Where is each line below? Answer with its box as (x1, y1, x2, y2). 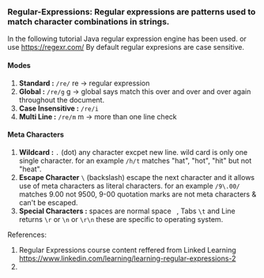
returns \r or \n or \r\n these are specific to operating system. (18, 214, 224, 224)
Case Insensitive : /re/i (18, 103, 100, 113)
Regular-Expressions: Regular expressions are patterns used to (7, 6, 256, 17)
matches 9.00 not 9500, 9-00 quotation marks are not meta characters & (18, 189, 257, 199)
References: (7, 230, 47, 239)
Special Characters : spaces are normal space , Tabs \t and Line (18, 206, 236, 216)
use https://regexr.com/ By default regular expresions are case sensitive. (7, 43, 244, 52)
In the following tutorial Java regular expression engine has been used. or (7, 34, 247, 43)
